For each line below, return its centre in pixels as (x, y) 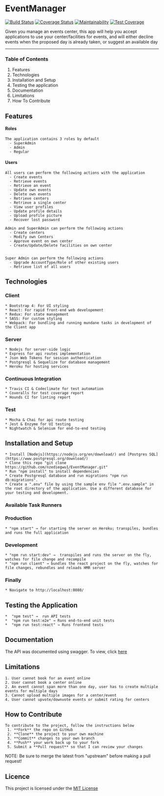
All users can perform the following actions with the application (75, 173)
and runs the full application (37, 532)
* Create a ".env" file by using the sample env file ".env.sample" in (79, 484)
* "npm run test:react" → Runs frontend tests (54, 625)
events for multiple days (31, 691)
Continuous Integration (33, 379)
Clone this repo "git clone (38, 463)
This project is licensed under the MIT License (52, 788)
